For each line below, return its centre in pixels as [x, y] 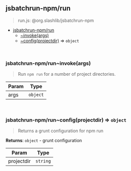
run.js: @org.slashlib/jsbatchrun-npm [56, 20]
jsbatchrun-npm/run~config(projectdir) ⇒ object [66, 120]
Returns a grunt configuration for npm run [61, 131]
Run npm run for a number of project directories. [67, 74]
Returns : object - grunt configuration [44, 141]
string [43, 161]
